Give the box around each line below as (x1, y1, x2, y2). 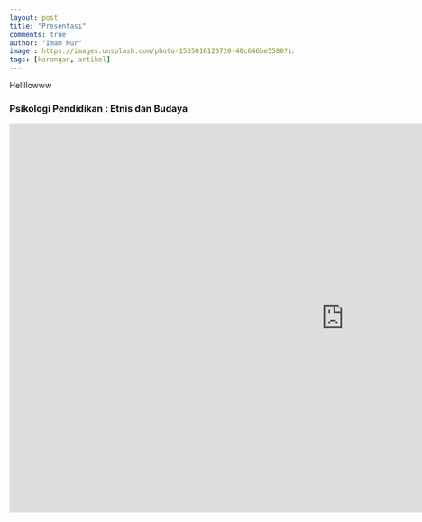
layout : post (9, 13, 59, 23)
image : (9, 47, 39, 56)
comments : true (9, 30, 67, 39)
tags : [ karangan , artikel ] (9, 55, 111, 64)
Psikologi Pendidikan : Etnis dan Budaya (9, 102, 188, 114)
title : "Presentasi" (9, 22, 87, 31)
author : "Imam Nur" (9, 38, 83, 48)
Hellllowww (9, 80, 52, 90)
